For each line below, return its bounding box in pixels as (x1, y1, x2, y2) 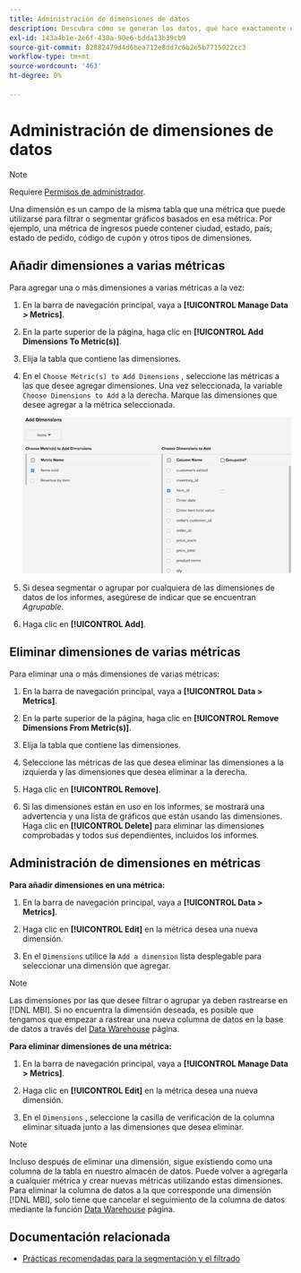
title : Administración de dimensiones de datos (9, 14, 191, 23)
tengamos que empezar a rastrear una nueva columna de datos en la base (9, 1013, 284, 1025)
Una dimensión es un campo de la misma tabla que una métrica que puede (9, 203, 286, 214)
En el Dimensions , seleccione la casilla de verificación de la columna (21, 1112, 275, 1122)
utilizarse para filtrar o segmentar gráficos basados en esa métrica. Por (9, 213, 273, 224)
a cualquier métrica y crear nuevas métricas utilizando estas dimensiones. (9, 1174, 284, 1186)
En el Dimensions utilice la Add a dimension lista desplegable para (21, 950, 262, 961)
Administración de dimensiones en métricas (9, 856, 262, 871)
